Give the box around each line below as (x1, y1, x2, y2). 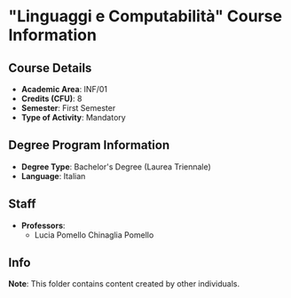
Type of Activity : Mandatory (20, 113, 126, 122)
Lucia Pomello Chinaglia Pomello (34, 229, 154, 240)
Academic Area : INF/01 (20, 84, 108, 94)
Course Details (8, 60, 92, 75)
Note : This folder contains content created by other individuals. (8, 278, 240, 289)
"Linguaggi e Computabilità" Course (8, 6, 283, 27)
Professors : (20, 220, 66, 231)
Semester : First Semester (20, 103, 116, 113)
